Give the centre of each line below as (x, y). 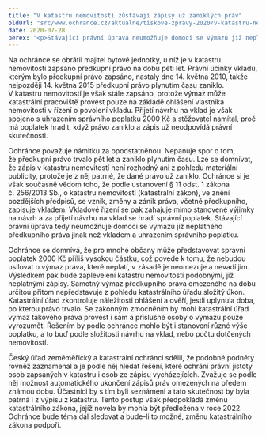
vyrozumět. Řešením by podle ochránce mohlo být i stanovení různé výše (128, 326)
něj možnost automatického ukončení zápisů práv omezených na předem (127, 383)
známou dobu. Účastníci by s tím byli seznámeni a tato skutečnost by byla (129, 391)
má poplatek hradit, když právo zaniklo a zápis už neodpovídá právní (120, 127)
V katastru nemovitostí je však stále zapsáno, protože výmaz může (117, 94)
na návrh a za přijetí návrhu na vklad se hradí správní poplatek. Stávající (125, 218)
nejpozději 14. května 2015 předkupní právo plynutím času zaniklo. (116, 85)
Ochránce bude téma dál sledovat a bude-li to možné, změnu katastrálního (130, 416)
